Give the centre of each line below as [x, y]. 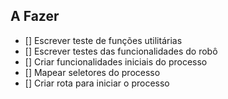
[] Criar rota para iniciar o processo [97, 83]
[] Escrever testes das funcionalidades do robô [121, 51]
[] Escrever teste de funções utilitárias [103, 40]
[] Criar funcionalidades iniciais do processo [116, 61]
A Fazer [35, 16]
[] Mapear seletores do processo [92, 72]
